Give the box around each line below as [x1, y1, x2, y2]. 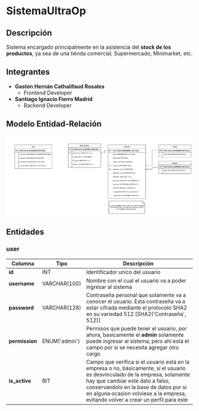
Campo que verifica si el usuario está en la [86, 358, 190, 366]
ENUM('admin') [42, 337, 81, 345]
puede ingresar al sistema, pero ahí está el [86, 337, 190, 345]
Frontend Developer [23, 89, 73, 96]
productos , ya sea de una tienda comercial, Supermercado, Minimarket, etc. [6, 50, 193, 57]
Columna [11, 260, 34, 267]
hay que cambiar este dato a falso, [86, 377, 170, 384]
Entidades [6, 227, 44, 237]
